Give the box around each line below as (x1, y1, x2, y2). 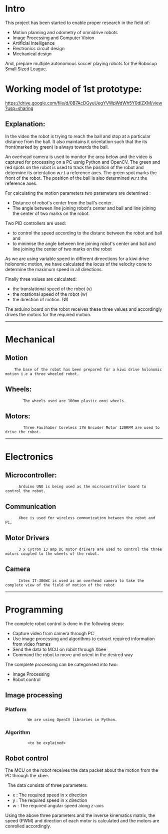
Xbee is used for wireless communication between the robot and (18, 516, 155, 521)
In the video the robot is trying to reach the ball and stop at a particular (5, 133, 151, 139)
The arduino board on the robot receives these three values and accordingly (5, 306, 162, 312)
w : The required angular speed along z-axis (12, 803, 104, 809)
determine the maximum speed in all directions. (5, 266, 103, 272)
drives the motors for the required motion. (5, 311, 91, 317)
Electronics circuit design (12, 45, 65, 51)
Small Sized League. (5, 66, 47, 72)
